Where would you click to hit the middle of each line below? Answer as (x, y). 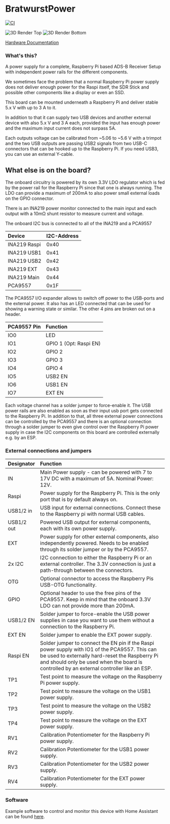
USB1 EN (57, 385)
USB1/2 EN (22, 621)
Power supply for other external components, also (99, 537)
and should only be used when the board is (91, 662)
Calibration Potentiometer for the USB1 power (95, 750)
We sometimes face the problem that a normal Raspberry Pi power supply (82, 82)
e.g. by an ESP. (21, 438)
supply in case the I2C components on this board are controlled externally (82, 432)
